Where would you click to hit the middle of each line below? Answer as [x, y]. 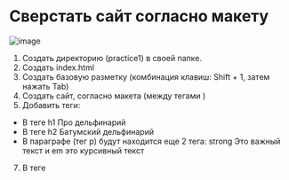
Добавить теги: [51, 105]
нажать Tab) [45, 86]
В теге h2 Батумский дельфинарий [88, 131]
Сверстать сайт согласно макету [139, 16]
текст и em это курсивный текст [83, 150]
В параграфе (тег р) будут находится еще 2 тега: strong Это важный [151, 141]
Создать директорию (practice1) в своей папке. [112, 58]
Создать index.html [58, 67]
